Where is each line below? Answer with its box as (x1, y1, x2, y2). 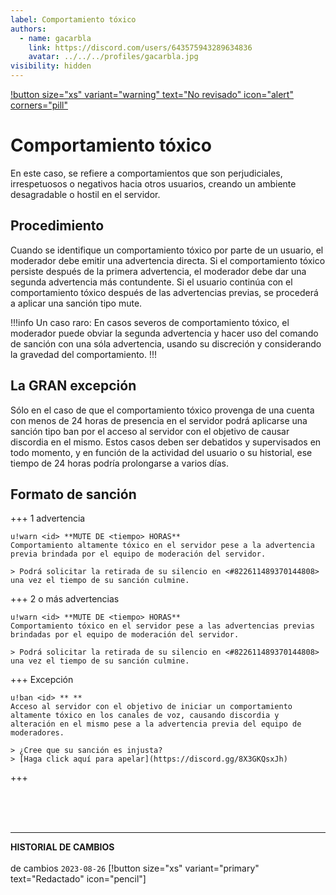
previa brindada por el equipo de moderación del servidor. (10, 549, 267, 560)
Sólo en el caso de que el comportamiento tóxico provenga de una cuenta (10, 404, 315, 416)
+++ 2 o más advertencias (10, 593, 120, 605)
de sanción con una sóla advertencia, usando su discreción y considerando (10, 337, 322, 350)
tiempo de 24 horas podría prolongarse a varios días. (10, 457, 230, 469)
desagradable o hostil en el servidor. (10, 188, 161, 200)
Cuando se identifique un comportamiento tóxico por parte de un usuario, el (10, 244, 324, 256)
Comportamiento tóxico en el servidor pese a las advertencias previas (10, 621, 315, 631)
